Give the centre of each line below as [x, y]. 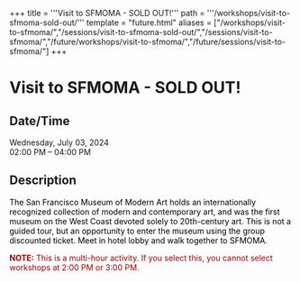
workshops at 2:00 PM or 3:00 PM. [74, 267]
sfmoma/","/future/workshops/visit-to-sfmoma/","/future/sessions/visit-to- [148, 41]
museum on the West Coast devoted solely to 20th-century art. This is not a [150, 221]
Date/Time [40, 121]
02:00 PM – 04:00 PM [50, 152]
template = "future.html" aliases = [149, 23]
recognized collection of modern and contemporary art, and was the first [145, 212]
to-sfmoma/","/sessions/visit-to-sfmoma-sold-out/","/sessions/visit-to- [141, 32]
